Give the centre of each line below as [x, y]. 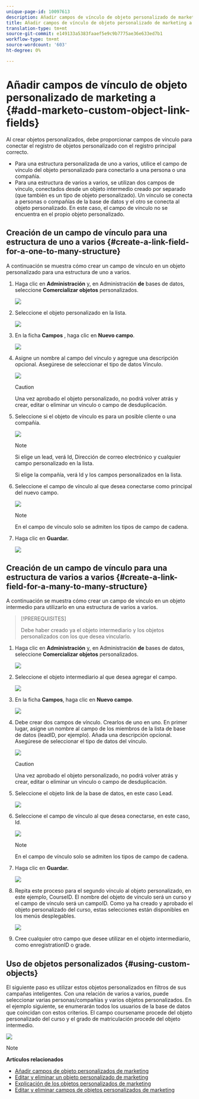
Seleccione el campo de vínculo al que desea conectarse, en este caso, [102, 816]
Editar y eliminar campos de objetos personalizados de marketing [94, 1090]
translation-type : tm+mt [37, 28]
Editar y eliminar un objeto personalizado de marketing [81, 1078]
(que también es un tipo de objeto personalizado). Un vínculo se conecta [103, 195]
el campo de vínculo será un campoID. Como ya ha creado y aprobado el [104, 903]
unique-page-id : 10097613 [38, 12]
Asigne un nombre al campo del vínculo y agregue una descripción [97, 358]
